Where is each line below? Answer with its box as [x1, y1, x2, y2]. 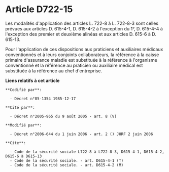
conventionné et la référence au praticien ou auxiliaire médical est [5, 62, 143, 68]
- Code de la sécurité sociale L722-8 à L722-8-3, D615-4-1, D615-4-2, [10, 149, 165, 154]
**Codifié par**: [5, 87, 42, 92]
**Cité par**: [5, 105, 36, 110]
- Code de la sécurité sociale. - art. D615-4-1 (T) [10, 158, 124, 163]
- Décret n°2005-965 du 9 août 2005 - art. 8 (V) [10, 114, 117, 119]
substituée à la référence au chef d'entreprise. [5, 67, 103, 74]
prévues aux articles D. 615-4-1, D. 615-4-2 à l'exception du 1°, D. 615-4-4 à [5, 25, 163, 31]
